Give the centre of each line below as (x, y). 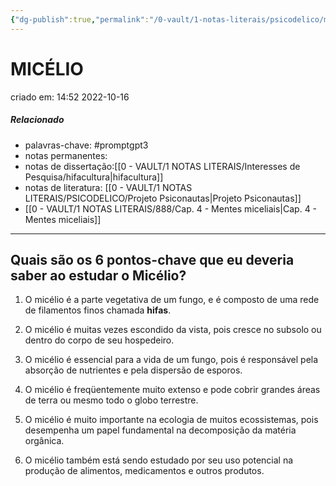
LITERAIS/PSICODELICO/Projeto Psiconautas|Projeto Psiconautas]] (163, 198)
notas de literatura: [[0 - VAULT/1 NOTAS (108, 187)
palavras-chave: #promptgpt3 (86, 145)
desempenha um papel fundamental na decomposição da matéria (160, 430)
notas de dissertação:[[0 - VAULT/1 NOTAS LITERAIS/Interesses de (162, 166)
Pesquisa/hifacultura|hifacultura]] (94, 177)
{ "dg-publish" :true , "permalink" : (80, 19)
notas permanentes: (66, 155)
